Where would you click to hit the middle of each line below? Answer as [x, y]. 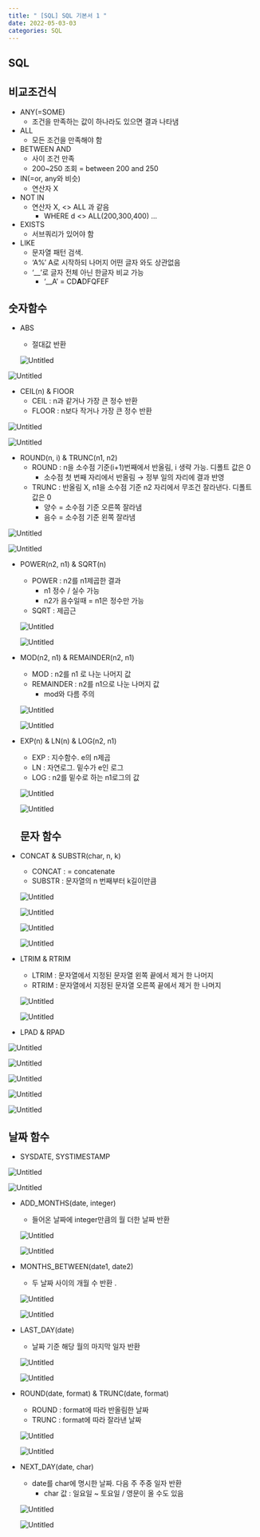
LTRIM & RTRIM [45, 959]
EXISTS [32, 224]
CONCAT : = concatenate [73, 871]
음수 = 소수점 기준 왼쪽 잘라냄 [89, 517]
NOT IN [32, 197]
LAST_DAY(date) [47, 1330]
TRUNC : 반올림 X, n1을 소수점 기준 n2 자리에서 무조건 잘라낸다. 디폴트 [142, 488]
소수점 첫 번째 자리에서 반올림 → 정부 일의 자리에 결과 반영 [134, 477]
